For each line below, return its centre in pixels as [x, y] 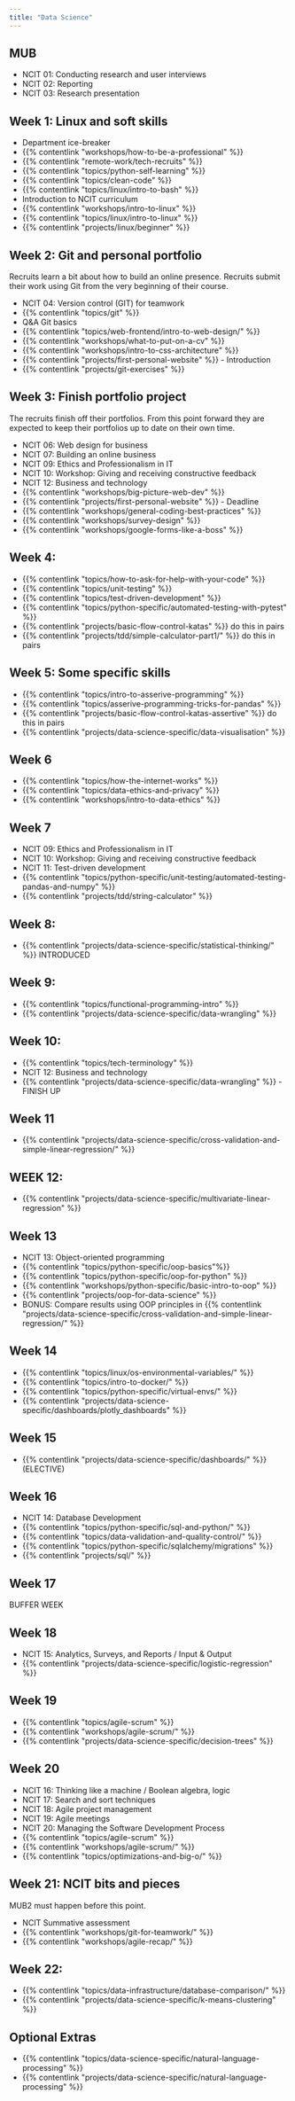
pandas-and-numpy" [60, 886]
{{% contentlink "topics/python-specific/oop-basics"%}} [126, 1267]
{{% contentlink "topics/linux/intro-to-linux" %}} [110, 218]
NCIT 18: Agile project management [87, 1808]
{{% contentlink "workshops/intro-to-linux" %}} [109, 208]
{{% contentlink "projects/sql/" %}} [86, 1556]
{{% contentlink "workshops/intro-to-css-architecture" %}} [130, 350]
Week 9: [32, 983]
